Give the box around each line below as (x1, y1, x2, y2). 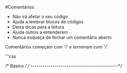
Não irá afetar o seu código (12, 14, 68, 19)
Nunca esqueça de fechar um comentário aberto (12, 34, 112, 40)
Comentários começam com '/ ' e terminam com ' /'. (5, 44, 109, 49)
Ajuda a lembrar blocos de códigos (12, 19, 84, 24)
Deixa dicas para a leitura (12, 24, 64, 30)
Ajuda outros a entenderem (12, 29, 68, 35)
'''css (5, 53, 16, 59)
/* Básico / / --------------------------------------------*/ (5, 63, 122, 69)
